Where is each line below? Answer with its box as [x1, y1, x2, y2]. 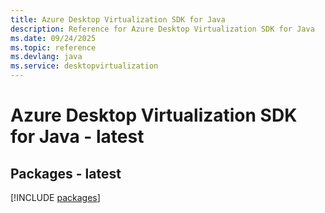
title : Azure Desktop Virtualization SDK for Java [10, 14, 226, 25]
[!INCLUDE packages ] [10, 192, 101, 203]
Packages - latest [10, 165, 122, 182]
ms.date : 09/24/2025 [10, 33, 97, 43]
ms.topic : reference [10, 42, 97, 53]
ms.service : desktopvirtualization [10, 61, 159, 71]
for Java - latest [10, 126, 145, 148]
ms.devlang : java [10, 52, 83, 62]
